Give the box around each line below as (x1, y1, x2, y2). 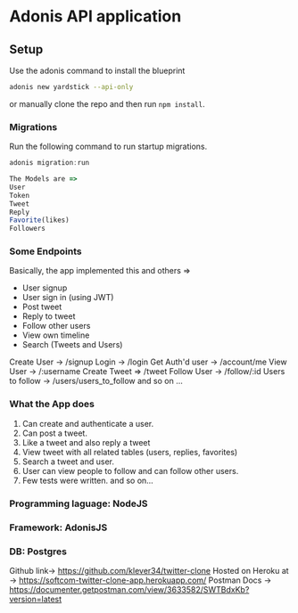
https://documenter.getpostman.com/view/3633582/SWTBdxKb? (9, 584, 250, 594)
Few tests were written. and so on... (21, 475, 153, 486)
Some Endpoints (9, 245, 82, 257)
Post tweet (21, 301, 62, 313)
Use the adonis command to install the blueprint (9, 65, 186, 76)
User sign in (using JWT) (21, 292, 114, 303)
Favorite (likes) (9, 216, 70, 225)
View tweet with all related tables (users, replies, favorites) (21, 446, 238, 457)
